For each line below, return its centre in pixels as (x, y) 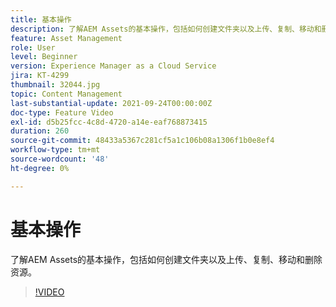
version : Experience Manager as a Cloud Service (113, 66)
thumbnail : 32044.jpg (55, 85)
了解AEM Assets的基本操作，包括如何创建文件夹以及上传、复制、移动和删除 (166, 259)
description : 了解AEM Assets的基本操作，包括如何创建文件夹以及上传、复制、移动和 (166, 29)
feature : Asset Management (66, 38)
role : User (33, 47)
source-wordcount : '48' (60, 159)
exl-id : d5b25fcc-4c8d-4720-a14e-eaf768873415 (109, 122)
